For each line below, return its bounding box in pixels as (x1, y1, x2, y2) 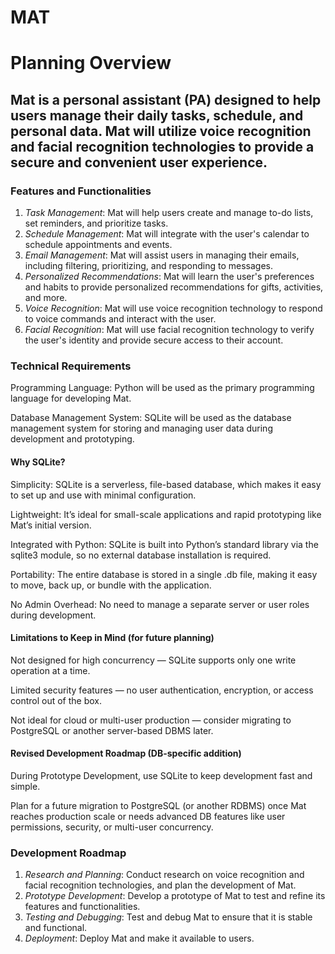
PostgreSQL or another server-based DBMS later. (10, 724, 214, 736)
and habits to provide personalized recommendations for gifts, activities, (24, 281, 324, 293)
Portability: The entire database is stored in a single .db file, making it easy (10, 568, 318, 580)
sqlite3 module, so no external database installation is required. (10, 549, 272, 561)
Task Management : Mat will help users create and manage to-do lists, (24, 207, 314, 219)
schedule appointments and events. (24, 239, 173, 251)
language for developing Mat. (10, 392, 132, 405)
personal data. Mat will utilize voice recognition (10, 122, 312, 140)
